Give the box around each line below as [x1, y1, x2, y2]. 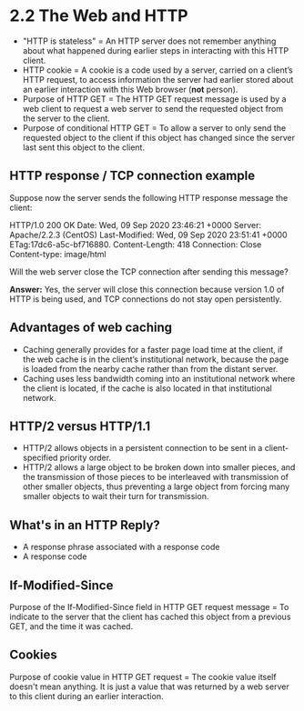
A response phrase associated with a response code [22, 542, 220, 553]
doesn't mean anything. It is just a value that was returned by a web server [9, 681, 289, 692]
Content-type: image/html [9, 248, 106, 259]
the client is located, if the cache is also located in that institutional [22, 383, 273, 394]
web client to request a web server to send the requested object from [22, 103, 284, 114]
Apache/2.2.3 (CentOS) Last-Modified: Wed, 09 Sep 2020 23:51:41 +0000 [9, 229, 289, 240]
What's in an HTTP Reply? [9, 517, 161, 533]
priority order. [59, 452, 112, 464]
